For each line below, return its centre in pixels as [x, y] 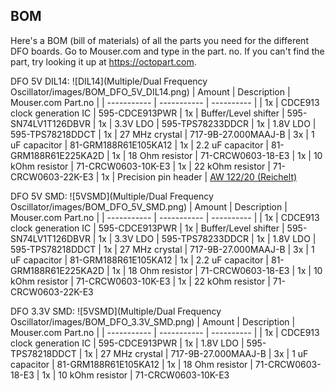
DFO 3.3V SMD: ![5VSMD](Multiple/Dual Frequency [116, 311]
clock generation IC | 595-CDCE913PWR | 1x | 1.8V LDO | [127, 343]
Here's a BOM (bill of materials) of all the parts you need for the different [159, 40]
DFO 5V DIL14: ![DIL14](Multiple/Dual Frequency [109, 81]
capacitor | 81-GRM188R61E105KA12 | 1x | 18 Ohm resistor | [131, 364]
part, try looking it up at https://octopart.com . [103, 61]
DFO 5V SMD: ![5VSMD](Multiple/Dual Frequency [112, 196]
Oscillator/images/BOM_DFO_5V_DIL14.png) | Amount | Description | [150, 91]
